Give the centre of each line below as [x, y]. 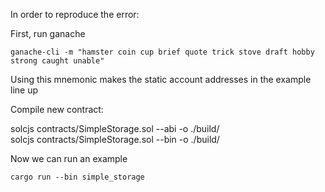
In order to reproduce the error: [75, 14]
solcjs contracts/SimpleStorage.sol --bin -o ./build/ [115, 139]
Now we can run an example [69, 158]
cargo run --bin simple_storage [77, 177]
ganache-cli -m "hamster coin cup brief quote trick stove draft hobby [162, 52]
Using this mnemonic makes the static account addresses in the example [161, 79]
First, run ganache [48, 33]
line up [24, 90]
